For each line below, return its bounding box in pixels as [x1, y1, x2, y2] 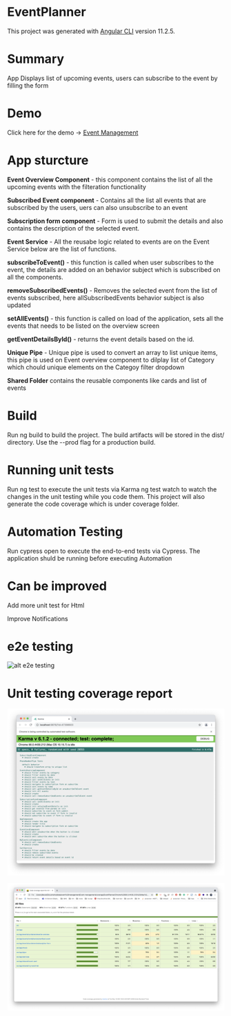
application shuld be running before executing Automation [7, 554, 172, 563]
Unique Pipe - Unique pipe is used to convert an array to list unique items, [7, 348, 219, 356]
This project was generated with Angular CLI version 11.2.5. [7, 27, 176, 35]
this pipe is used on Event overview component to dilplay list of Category [7, 355, 215, 364]
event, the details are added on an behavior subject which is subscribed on [7, 265, 221, 273]
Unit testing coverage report [7, 685, 173, 701]
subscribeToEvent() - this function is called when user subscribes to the [7, 258, 214, 266]
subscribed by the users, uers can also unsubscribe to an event [7, 203, 188, 211]
